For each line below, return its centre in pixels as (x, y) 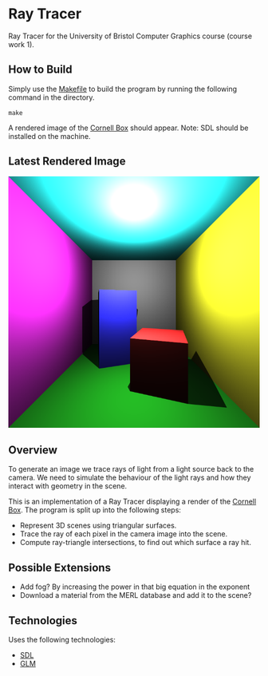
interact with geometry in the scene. (68, 486)
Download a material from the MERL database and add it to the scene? (136, 595)
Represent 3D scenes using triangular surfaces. (98, 526)
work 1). (21, 44)
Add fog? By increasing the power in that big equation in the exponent (135, 587)
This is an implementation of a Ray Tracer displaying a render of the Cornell (132, 502)
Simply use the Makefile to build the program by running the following (123, 89)
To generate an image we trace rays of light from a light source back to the (131, 469)
